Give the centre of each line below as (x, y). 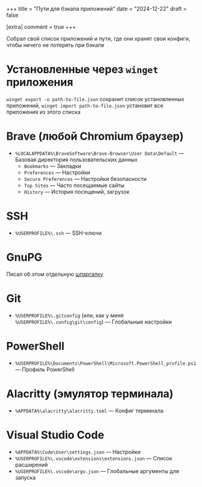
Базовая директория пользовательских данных (76, 159)
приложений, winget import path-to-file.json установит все (85, 105)
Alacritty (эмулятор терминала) (90, 394)
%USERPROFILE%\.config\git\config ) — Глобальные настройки (93, 322)
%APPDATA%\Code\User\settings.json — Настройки (78, 452)
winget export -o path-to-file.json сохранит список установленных (96, 99)
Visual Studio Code (55, 435)
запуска (25, 477)
